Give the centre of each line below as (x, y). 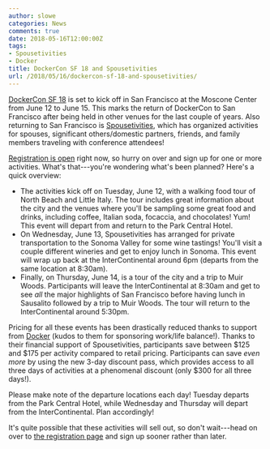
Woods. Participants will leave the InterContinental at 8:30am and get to (140, 285)
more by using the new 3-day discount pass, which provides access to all (131, 361)
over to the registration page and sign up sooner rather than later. (118, 436)
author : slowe (32, 16)
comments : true (34, 31)
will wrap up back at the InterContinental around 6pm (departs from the (139, 259)
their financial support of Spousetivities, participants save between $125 (129, 344)
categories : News (38, 24)
